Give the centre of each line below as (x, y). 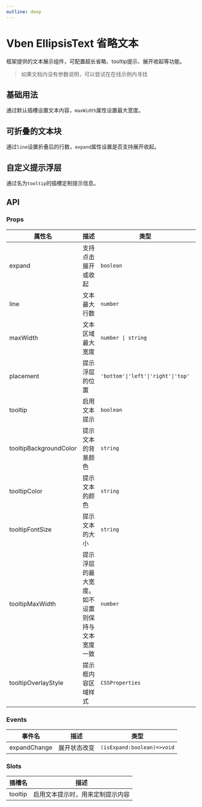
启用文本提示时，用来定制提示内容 (82, 794)
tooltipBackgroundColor (43, 448)
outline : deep (24, 12)
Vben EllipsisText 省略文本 (72, 43)
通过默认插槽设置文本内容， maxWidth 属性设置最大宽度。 (75, 110)
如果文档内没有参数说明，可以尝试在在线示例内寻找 (84, 74)
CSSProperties (121, 683)
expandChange (31, 747)
